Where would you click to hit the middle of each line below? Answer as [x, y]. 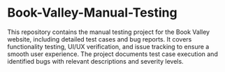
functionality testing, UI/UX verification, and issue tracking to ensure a [108, 46]
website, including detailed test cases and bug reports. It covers [100, 39]
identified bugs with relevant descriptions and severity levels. [95, 61]
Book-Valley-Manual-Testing [92, 13]
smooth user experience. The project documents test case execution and [112, 54]
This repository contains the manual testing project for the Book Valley [109, 32]
